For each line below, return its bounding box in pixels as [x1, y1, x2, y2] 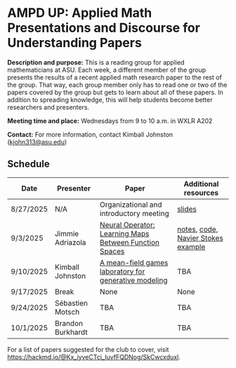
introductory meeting [99, 208, 170, 218]
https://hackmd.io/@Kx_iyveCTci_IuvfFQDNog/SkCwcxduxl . [7, 353, 181, 361]
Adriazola [55, 237, 86, 247]
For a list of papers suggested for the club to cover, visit [7, 345, 169, 353]
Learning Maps [99, 229, 150, 239]
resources [183, 188, 219, 198]
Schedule [7, 158, 51, 170]
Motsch [55, 307, 80, 317]
